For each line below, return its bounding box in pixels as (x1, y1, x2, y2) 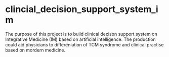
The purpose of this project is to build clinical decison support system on (5, 31, 158, 37)
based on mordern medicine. (5, 47, 66, 53)
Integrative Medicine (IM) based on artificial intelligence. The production (5, 36, 156, 42)
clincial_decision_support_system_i (5, 4, 158, 15)
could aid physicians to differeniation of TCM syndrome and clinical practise (5, 41, 164, 47)
